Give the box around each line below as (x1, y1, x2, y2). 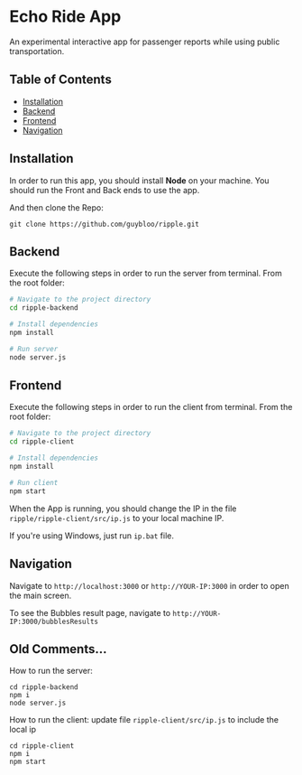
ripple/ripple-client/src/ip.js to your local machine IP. (9, 512, 224, 523)
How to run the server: (9, 666, 93, 677)
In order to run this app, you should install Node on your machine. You (9, 174, 270, 186)
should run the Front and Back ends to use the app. (9, 184, 200, 195)
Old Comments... (9, 641, 107, 657)
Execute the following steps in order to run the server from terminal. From (9, 268, 282, 279)
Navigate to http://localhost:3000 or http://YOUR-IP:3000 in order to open (9, 580, 290, 591)
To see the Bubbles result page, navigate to (9, 607, 171, 618)
